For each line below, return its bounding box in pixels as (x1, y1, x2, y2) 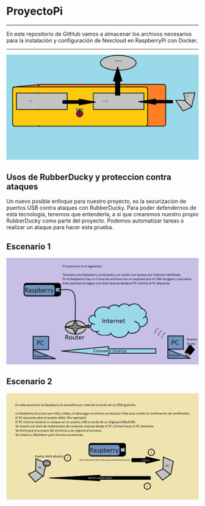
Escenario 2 (6, 376, 53, 387)
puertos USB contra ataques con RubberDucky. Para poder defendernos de (6, 204, 196, 211)
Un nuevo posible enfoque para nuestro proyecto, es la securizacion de (6, 197, 186, 205)
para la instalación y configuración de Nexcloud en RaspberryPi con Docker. (6, 37, 198, 44)
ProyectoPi (6, 4, 63, 18)
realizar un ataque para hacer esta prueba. (6, 224, 114, 231)
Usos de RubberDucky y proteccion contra (6, 172, 172, 182)
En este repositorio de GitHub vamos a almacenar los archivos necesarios (6, 30, 192, 37)
